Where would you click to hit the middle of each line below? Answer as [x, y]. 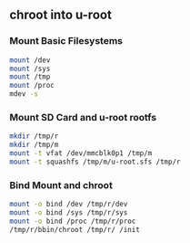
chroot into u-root [60, 15]
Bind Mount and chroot [61, 185]
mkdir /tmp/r [34, 136]
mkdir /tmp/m [34, 145]
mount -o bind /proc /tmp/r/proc [73, 221]
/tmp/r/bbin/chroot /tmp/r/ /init [75, 229]
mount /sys [30, 69]
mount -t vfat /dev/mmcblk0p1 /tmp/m [81, 153]
